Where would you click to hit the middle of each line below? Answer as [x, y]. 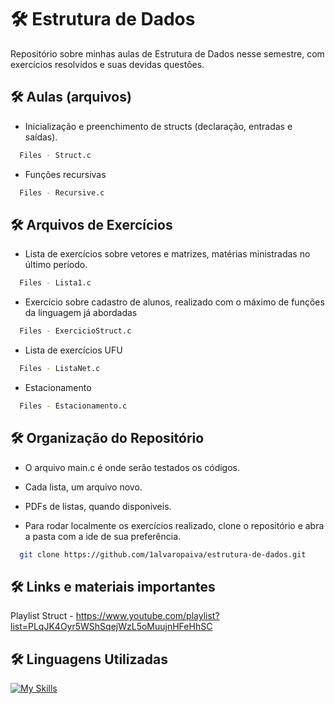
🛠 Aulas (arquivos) [71, 97]
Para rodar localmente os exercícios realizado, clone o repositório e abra [174, 525]
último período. [56, 265]
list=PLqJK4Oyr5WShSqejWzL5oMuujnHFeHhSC [111, 627]
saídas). [41, 137]
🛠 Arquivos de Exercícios [91, 224]
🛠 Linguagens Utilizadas [89, 659]
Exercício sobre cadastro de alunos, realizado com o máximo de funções [174, 302]
